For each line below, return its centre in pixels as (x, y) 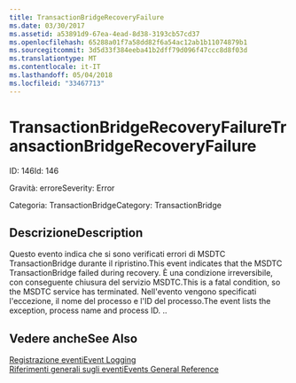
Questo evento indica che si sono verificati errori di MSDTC (117, 254)
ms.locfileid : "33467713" (57, 83)
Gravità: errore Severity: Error (62, 188)
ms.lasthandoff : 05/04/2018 (61, 75)
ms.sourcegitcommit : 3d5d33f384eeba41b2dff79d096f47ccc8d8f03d (129, 51)
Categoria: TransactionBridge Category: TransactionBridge (115, 205)
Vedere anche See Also (74, 338)
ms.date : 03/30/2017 (47, 26)
